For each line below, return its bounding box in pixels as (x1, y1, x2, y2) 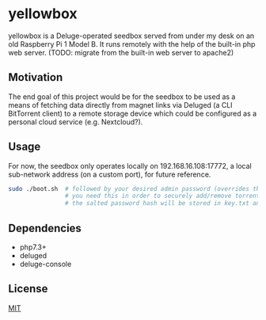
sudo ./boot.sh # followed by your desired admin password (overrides (8, 185, 249, 192)
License (8, 282, 48, 295)
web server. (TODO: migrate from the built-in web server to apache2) (8, 48, 234, 57)
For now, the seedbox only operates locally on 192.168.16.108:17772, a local (8, 161, 252, 170)
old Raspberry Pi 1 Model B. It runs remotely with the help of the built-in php (8, 39, 256, 48)
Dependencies (8, 221, 82, 234)
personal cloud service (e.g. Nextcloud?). (8, 116, 143, 127)
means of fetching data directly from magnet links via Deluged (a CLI (8, 100, 233, 109)
